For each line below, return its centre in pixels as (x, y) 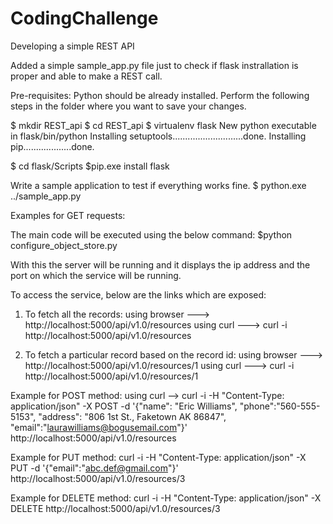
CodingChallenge (84, 18)
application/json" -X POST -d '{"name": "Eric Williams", (124, 406)
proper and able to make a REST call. (86, 76)
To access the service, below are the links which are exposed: (138, 294)
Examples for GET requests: (68, 215)
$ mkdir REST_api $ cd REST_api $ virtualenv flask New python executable (163, 125)
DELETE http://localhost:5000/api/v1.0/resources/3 (115, 508)
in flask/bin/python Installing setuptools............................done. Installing (158, 136)
